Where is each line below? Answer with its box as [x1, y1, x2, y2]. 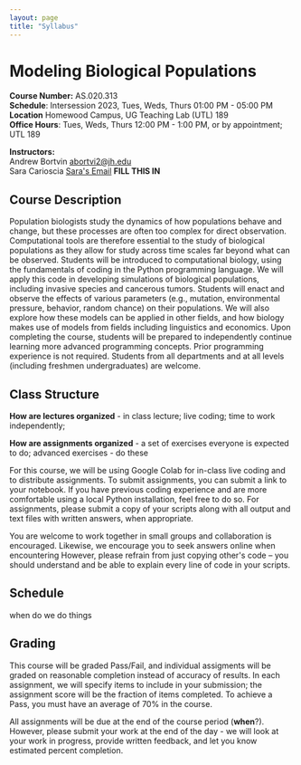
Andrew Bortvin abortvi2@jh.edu [9, 156, 132, 167]
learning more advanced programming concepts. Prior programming [9, 341, 264, 352]
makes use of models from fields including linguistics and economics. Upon [9, 322, 291, 333]
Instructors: [9, 147, 56, 158]
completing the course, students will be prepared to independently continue [9, 331, 292, 342]
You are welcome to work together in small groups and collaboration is [9, 531, 273, 541]
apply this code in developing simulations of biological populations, [9, 273, 259, 285]
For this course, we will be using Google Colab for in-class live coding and [9, 465, 287, 476]
